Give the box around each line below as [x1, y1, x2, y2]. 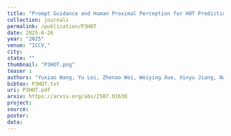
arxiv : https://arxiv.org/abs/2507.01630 [7, 93, 128, 100]
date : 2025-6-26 [7, 29, 54, 36]
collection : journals [7, 16, 69, 23]
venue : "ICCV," [7, 42, 51, 49]
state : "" [7, 55, 36, 62]
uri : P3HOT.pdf [7, 87, 51, 93]
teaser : [7, 67, 32, 74]
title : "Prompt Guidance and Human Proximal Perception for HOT [7, 10, 195, 17]
